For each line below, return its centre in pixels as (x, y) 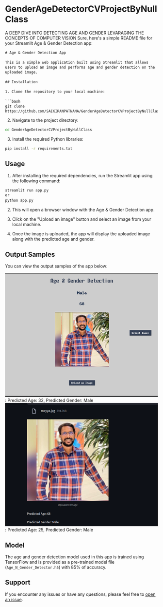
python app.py (19, 201)
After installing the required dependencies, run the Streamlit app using (82, 175)
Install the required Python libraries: (48, 139)
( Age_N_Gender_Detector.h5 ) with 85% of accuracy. (56, 567)
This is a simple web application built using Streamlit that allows (77, 62)
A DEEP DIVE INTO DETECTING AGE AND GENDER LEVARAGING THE (74, 33)
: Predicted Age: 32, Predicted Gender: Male (49, 400)
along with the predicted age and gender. (53, 239)
